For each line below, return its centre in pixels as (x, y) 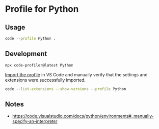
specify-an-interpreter (35, 121)
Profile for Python (42, 9)
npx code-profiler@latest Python (39, 65)
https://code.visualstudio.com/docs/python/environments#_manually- (83, 116)
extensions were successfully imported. (45, 80)
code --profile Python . (30, 38)
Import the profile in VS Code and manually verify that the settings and (77, 74)
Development (26, 54)
